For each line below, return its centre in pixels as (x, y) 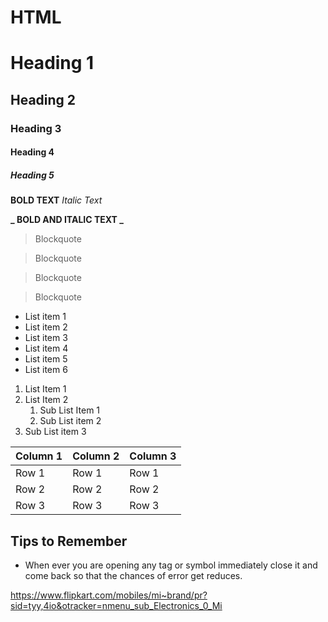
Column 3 (153, 456)
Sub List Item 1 (70, 410)
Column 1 (39, 456)
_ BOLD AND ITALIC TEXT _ (67, 220)
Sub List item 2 (70, 421)
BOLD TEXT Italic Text (56, 200)
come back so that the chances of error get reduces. (133, 576)
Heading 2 (43, 99)
